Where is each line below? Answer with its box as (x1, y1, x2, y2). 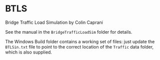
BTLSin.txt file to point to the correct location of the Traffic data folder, (5, 44, 154, 50)
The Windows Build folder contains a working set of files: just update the (5, 38, 155, 45)
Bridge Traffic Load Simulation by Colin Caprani (5, 19, 103, 25)
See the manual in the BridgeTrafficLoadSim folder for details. (5, 29, 132, 35)
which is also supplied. (5, 49, 52, 55)
